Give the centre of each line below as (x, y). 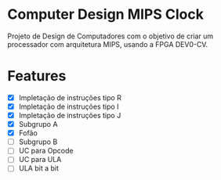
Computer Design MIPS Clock (106, 14)
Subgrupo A (38, 124)
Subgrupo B (38, 142)
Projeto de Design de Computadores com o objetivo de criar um (110, 36)
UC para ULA (40, 160)
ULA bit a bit (39, 168)
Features (37, 76)
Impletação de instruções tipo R (70, 97)
